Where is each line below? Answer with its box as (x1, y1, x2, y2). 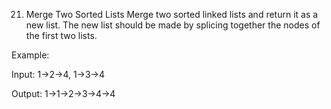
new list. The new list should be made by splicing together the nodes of (25, 19, 321, 31)
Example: (11, 49, 50, 61)
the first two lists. (25, 30, 98, 41)
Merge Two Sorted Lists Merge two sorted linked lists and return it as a (25, 9, 319, 20)
